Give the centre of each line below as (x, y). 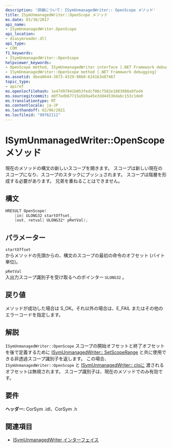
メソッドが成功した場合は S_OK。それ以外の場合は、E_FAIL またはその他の (84, 308)
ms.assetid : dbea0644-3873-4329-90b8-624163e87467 (60, 77)
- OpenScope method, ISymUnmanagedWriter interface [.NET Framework (80, 67)
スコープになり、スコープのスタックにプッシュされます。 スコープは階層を (84, 174)
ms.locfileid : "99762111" (33, 115)
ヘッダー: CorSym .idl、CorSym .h (41, 409)
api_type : (16, 44)
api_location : (20, 34)
